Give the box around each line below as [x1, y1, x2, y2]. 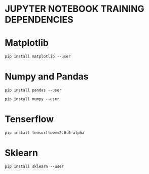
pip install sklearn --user [5, 164, 64, 169]
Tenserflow [5, 113, 54, 125]
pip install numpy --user [5, 97, 59, 102]
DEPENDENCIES [5, 14, 74, 25]
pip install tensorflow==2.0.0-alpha [5, 130, 85, 135]
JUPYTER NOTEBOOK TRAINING [5, 3, 145, 15]
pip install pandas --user [5, 88, 62, 93]
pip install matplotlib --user [5, 54, 71, 59]
